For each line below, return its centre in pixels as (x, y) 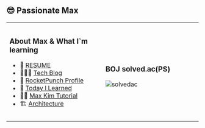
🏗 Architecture (42, 104)
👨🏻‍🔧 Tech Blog (41, 73)
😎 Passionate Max (42, 11)
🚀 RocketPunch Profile (52, 80)
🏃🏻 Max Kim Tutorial (49, 96)
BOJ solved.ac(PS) (138, 69)
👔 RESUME (35, 65)
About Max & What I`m (49, 41)
